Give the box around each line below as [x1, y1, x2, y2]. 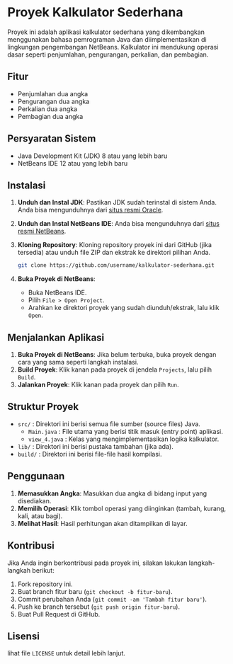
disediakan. [17, 496, 52, 505]
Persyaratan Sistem [7, 132, 96, 145]
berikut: [31, 566, 55, 574]
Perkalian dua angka [17, 104, 78, 113]
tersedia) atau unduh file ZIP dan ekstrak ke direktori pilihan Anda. [17, 248, 211, 257]
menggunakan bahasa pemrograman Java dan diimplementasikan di [7, 35, 207, 43]
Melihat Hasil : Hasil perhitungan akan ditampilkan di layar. [17, 519, 188, 527]
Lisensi [7, 630, 40, 642]
